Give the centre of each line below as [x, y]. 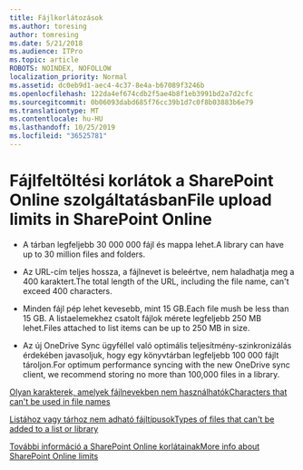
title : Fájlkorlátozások [56, 18]
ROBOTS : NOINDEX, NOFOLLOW [60, 69]
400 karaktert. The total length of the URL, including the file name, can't [156, 281]
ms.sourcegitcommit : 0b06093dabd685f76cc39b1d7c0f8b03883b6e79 [132, 102]
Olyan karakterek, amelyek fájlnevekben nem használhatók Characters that [148, 392]
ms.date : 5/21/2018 [46, 43]
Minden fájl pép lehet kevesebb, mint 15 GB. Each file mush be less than [156, 308]
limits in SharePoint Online [111, 220]
